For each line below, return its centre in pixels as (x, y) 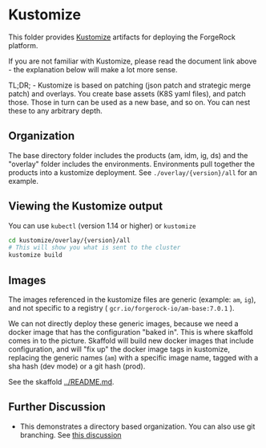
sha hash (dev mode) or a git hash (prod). (77, 366)
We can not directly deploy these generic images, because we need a (123, 324)
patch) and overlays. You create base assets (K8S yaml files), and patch (127, 93)
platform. (23, 45)
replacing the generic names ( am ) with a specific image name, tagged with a (133, 358)
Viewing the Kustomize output (85, 206)
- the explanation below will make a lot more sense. (93, 69)
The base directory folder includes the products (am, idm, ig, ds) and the (128, 155)
